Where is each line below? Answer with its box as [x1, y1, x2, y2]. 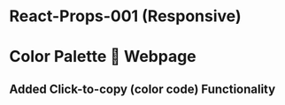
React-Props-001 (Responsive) [9, 6, 242, 26]
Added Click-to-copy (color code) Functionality [9, 81, 276, 96]
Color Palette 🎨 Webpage [9, 47, 196, 67]
